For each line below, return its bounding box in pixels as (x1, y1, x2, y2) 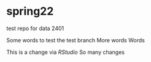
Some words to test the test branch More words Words (6, 36, 145, 44)
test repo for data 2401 (6, 25, 64, 32)
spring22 (6, 4, 54, 18)
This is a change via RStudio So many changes (6, 48, 125, 56)
